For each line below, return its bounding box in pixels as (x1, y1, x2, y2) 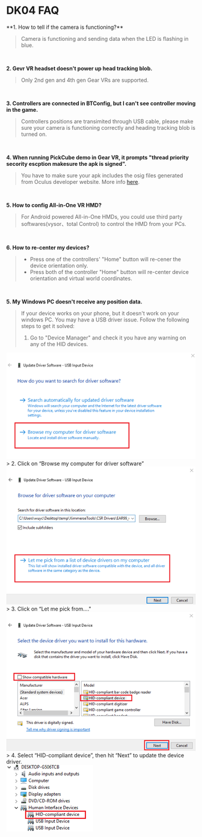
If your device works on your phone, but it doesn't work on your (20, 309, 179, 317)
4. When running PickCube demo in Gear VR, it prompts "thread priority (6, 154, 189, 161)
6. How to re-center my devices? (6, 244, 90, 251)
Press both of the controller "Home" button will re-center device (29, 268, 189, 275)
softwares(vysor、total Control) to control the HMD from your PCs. (20, 220, 186, 227)
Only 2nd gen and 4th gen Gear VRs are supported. (20, 76, 149, 84)
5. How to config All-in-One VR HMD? (6, 201, 102, 208)
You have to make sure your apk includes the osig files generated (20, 172, 183, 179)
